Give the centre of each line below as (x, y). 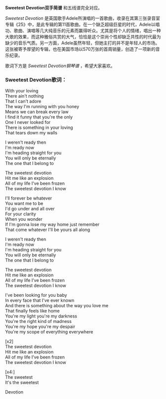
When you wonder (24, 219)
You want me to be (24, 203)
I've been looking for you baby (36, 295)
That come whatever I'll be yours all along (48, 230)
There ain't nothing (24, 96)
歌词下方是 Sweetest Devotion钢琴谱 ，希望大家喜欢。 (60, 66)
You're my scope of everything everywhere (49, 332)
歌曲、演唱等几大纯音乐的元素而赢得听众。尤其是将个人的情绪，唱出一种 (87, 31)
